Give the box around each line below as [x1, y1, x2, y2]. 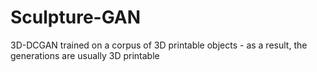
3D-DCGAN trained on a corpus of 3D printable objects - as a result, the [10, 39, 308, 51]
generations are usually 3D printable [10, 49, 160, 61]
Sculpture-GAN [10, 6, 142, 29]
